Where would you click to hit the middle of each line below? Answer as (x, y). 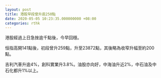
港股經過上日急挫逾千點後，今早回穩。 (43, 38)
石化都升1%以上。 (23, 71)
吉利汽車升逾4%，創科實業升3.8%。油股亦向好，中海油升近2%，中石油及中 (81, 64)
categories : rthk (23, 23)
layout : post (18, 10)
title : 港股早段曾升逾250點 (30, 14)
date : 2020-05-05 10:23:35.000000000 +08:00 (51, 19)
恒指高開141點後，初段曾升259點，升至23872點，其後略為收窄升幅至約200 (80, 48)
